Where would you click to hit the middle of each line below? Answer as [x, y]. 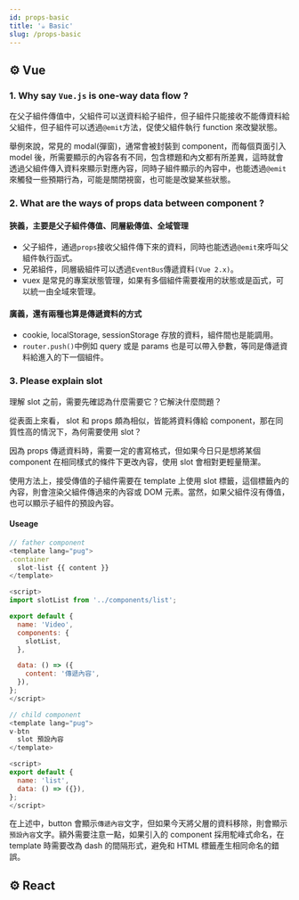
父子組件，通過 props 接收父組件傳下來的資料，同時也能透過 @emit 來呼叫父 [155, 247]
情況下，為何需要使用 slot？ [91, 431]
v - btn [19, 732]
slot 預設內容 [40, 740]
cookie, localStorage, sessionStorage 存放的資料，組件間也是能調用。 [150, 335]
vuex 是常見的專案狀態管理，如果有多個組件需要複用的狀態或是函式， [149, 281]
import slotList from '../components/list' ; [93, 601]
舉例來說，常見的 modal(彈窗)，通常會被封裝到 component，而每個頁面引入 [148, 146]
